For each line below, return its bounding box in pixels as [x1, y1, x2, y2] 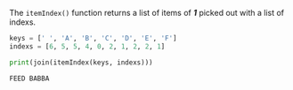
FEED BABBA [9, 74, 50, 83]
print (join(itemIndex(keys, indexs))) [9, 57, 153, 67]
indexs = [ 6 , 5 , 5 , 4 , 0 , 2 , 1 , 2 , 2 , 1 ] [9, 41, 166, 51]
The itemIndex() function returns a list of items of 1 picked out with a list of [9, 8, 285, 18]
